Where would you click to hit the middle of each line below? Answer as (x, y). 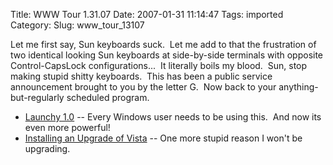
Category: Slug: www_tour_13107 (77, 25)
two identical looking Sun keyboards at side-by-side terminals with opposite (167, 55)
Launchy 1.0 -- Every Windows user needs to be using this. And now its (173, 117)
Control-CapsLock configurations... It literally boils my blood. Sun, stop (159, 65)
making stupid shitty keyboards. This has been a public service (141, 76)
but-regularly (37, 97)
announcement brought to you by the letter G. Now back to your (143, 87)
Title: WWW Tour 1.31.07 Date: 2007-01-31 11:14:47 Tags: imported (147, 14)
